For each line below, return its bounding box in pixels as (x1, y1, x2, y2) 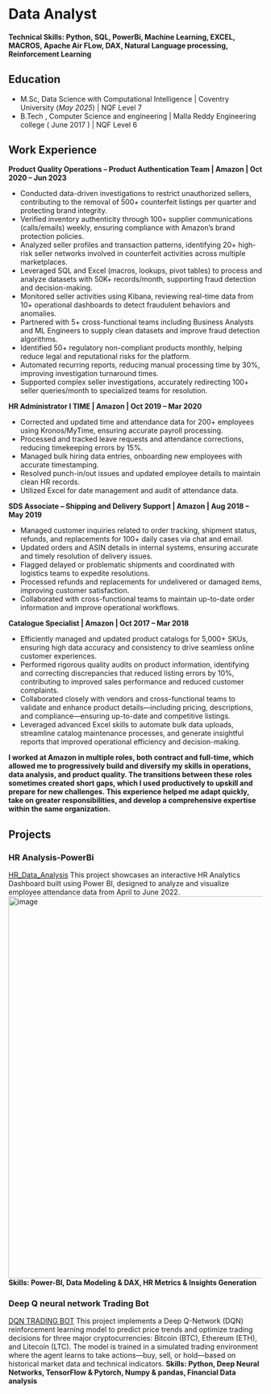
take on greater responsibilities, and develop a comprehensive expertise (8, 796, 256, 806)
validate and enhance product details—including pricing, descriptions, (19, 703, 253, 713)
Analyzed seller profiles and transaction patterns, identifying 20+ (19, 240, 236, 250)
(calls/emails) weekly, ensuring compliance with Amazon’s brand (19, 223, 236, 232)
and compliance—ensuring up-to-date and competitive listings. (19, 711, 231, 721)
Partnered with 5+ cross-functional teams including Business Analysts (19, 317, 254, 327)
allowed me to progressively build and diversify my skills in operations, (8, 761, 252, 771)
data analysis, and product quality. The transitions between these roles (8, 770, 252, 780)
